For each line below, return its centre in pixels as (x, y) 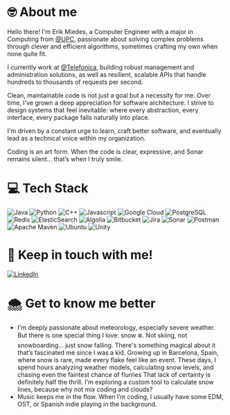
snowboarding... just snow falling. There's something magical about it (116, 345)
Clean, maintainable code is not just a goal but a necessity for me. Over (109, 95)
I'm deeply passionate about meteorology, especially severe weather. (116, 327)
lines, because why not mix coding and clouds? (85, 389)
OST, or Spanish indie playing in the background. (87, 404)
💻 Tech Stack (48, 188)
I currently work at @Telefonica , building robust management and (101, 67)
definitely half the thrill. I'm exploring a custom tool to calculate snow (115, 382)
